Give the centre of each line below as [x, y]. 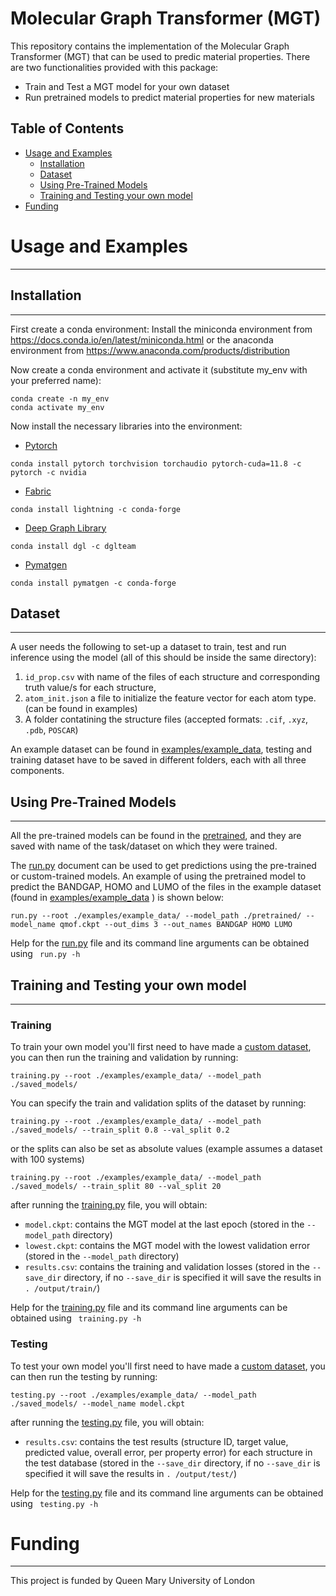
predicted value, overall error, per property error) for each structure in [168, 1452]
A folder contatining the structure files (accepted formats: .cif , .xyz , [166, 719]
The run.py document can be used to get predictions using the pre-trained [163, 866]
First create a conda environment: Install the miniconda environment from [161, 329]
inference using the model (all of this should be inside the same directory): [163, 658]
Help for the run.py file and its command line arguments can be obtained [160, 943]
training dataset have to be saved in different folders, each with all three [158, 760]
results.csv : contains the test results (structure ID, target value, [156, 1441]
